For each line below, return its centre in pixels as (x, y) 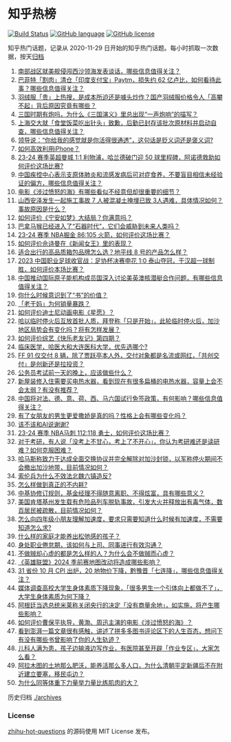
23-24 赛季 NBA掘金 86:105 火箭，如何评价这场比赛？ (94, 234)
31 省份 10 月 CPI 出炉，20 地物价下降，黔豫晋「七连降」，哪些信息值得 (118, 570)
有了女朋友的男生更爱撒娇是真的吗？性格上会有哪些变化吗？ (102, 415)
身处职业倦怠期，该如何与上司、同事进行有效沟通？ (90, 544)
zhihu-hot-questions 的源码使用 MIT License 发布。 (81, 732)
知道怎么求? (34, 527)
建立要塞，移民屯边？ (54, 674)
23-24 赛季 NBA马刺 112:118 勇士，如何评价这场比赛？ (94, 433)
